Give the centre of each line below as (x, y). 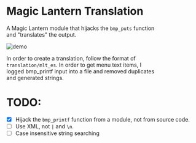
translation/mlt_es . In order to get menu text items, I (74, 65)
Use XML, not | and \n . (45, 126)
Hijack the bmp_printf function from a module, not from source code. (103, 119)
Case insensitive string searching (57, 133)
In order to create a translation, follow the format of (71, 58)
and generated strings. (35, 78)
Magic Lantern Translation (75, 11)
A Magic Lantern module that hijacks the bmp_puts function (80, 28)
